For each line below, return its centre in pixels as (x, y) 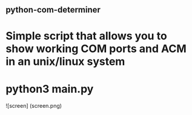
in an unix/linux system (65, 61)
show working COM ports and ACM (96, 48)
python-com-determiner (53, 10)
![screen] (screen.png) (34, 105)
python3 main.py (50, 89)
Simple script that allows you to (86, 36)
